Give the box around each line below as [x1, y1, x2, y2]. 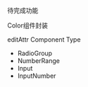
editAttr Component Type [7, 35, 81, 44]
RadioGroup [17, 49, 53, 57]
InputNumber [17, 71, 56, 80]
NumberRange [17, 57, 60, 65]
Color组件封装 [7, 21, 48, 30]
